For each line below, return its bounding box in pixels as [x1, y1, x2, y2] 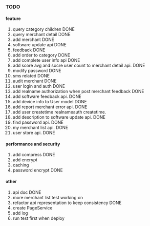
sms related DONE [12, 73, 50, 79]
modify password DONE [12, 68, 62, 74]
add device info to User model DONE [12, 99, 87, 105]
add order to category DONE [12, 52, 70, 58]
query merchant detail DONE [12, 32, 71, 38]
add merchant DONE [12, 37, 54, 42]
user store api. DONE [12, 130, 55, 136]
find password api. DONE [12, 119, 64, 125]
